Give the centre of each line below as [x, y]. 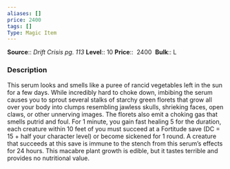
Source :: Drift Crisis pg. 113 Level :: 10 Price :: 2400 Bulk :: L [92, 52]
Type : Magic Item [32, 33]
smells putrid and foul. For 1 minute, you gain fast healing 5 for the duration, [114, 122]
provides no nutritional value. [48, 158]
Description [27, 70]
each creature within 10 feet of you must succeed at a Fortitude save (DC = [114, 128]
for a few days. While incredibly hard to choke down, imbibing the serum [110, 92]
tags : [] [20, 26]
